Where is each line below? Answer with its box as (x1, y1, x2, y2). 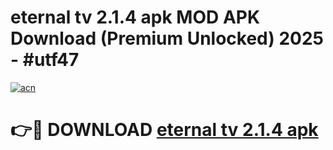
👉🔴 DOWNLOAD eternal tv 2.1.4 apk (10, 119, 319, 141)
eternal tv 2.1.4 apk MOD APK (10, 6, 261, 29)
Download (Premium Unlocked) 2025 (10, 27, 325, 50)
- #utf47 (10, 49, 80, 71)
